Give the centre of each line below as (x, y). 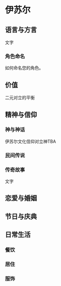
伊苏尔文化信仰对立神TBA (30, 141)
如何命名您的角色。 (24, 68)
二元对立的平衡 (20, 98)
